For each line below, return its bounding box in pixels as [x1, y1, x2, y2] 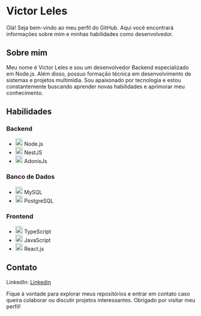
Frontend [6, 212, 34, 220]
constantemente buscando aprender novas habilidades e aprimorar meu [6, 83, 185, 90]
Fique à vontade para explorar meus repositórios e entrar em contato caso [6, 290, 190, 297]
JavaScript [23, 237, 51, 244]
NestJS [23, 149, 43, 157]
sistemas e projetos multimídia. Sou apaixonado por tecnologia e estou [6, 76, 181, 83]
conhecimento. [6, 89, 44, 97]
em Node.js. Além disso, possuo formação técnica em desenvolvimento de [6, 70, 191, 77]
